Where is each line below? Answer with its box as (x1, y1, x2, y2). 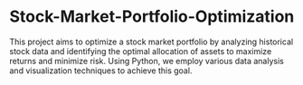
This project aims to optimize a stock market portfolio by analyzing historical (9, 36, 294, 47)
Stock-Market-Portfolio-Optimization (9, 6, 295, 27)
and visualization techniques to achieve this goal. (9, 65, 193, 76)
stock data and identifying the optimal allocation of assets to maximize (9, 45, 272, 56)
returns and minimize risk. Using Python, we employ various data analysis (9, 55, 285, 66)
